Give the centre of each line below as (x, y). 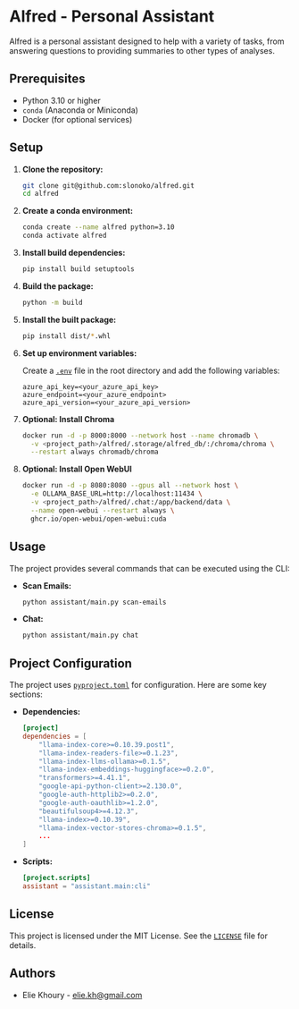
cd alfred (41, 194)
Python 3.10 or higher (61, 100)
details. (23, 945)
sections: (26, 694)
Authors (33, 974)
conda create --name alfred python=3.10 (98, 227)
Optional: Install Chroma (68, 419)
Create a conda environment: (78, 211)
